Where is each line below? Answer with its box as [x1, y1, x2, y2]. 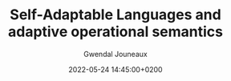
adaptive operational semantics [7, 22, 224, 41]
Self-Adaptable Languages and [10, 6, 221, 24]
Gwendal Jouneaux [83, 49, 148, 59]
